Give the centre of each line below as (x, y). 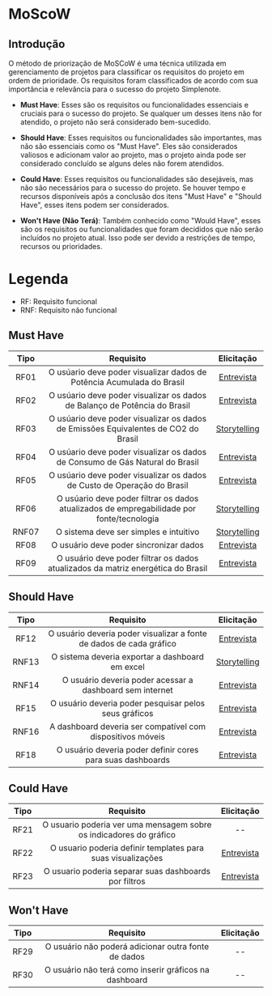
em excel (128, 667)
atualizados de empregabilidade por (128, 508)
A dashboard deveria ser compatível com (128, 727)
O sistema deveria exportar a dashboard (127, 656)
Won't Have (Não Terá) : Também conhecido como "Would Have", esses (140, 220)
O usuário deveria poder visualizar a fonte (128, 634)
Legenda (38, 279)
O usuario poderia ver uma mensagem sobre (127, 824)
